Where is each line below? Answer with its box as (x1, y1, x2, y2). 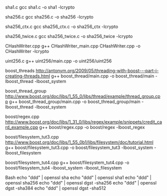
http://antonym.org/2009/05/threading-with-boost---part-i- (35, 67, 159, 73)
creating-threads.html (5, 73, 50, 79)
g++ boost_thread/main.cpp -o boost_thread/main (50, 73, 154, 79)
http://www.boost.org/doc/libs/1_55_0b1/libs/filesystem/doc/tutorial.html (5, 139, 153, 145)
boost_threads (5, 67, 35, 73)
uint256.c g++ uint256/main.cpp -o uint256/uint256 (5, 58, 112, 64)
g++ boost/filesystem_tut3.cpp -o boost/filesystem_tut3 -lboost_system (5, 144, 153, 150)
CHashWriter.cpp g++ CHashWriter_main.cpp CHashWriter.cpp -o (5, 43, 141, 49)
